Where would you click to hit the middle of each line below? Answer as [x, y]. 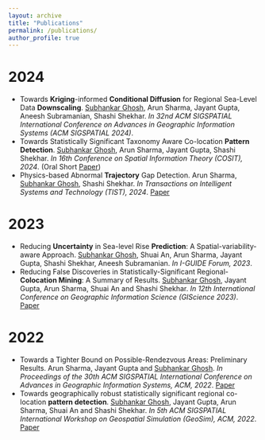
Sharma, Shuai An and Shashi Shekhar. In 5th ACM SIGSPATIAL [123, 411]
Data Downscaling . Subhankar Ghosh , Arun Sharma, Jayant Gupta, [130, 107]
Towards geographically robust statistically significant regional [122, 394]
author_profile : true [44, 38]
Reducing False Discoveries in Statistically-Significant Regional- [124, 272]
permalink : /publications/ [53, 30]
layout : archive [35, 16]
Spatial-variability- [227, 247]
